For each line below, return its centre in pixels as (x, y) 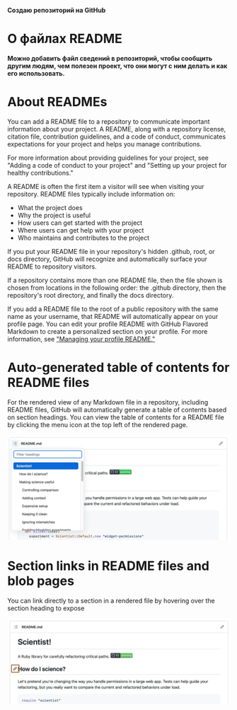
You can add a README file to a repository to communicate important (109, 121)
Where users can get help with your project (81, 230)
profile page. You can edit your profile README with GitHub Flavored (108, 324)
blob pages (41, 581)
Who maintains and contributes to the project (83, 238)
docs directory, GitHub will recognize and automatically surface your (107, 259)
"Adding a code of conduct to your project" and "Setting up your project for (117, 165)
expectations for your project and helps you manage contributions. (105, 144)
